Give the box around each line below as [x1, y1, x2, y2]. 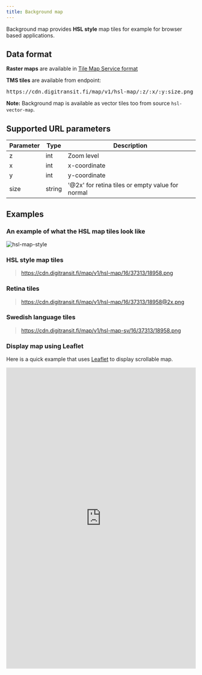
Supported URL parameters [6, 123, 111, 134]
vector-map [6, 107, 34, 113]
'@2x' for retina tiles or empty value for [67, 181, 179, 190]
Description [113, 142, 148, 150]
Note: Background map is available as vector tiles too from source [6, 100, 170, 107]
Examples [6, 209, 44, 219]
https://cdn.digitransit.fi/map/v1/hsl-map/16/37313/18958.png [20, 269, 173, 277]
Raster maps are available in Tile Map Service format [6, 65, 138, 72]
